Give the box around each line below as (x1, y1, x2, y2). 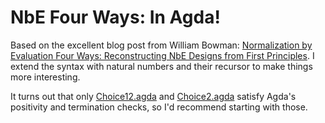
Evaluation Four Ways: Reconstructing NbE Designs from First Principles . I (10, 49, 315, 61)
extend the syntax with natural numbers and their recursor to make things (10, 60, 313, 72)
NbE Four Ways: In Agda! (10, 6, 221, 29)
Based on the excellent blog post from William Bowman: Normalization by (10, 39, 313, 51)
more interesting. (10, 71, 81, 83)
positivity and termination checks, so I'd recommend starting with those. (10, 101, 308, 113)
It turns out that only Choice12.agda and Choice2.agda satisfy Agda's (10, 90, 297, 102)
